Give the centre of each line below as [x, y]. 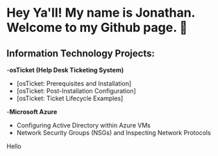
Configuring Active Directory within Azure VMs [83, 125]
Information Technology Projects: [81, 53]
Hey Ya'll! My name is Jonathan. [101, 13]
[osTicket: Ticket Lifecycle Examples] [70, 98]
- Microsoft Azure [32, 112]
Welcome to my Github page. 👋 [97, 28]
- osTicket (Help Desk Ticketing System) [65, 70]
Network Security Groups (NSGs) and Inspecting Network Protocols [114, 133]
